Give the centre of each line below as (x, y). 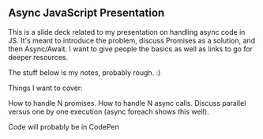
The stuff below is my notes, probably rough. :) (85, 72)
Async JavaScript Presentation (86, 13)
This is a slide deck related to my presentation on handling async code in (127, 32)
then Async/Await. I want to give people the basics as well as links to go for (130, 49)
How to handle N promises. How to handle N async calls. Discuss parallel (127, 103)
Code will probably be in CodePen (64, 126)
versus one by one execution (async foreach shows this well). (109, 111)
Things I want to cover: (45, 88)
